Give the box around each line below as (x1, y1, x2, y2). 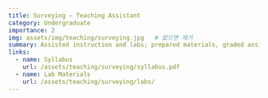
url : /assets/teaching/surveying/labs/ (22, 77, 156, 85)
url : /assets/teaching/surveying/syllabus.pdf (22, 63, 180, 71)
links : (8, 48, 30, 56)
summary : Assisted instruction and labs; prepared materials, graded (8, 41, 245, 49)
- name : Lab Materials (15, 70, 91, 78)
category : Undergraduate (8, 19, 91, 27)
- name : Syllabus (15, 56, 73, 64)
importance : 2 (8, 26, 56, 34)
